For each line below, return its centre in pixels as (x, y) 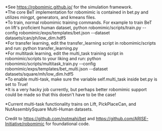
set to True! (16, 84)
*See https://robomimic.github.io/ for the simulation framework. (69, 7)
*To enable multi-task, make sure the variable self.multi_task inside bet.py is (81, 79)
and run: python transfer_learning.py (42, 48)
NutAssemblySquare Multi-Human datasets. (49, 109)
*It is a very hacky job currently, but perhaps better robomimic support (76, 90)
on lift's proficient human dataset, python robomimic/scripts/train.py (73, 28)
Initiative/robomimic (25, 124)
